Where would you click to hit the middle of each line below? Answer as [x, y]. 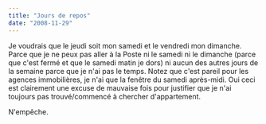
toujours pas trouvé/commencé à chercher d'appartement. [105, 96]
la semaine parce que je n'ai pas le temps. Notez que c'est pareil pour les [129, 71]
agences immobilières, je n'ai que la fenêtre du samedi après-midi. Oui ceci [132, 79]
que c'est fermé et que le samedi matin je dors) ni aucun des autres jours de [133, 62]
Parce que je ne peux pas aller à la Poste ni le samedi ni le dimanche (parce [132, 54]
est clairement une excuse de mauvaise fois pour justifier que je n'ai [120, 87]
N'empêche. [29, 111]
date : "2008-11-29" [41, 23]
